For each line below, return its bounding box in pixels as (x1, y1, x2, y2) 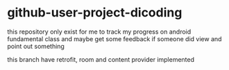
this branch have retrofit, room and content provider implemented (7, 55, 195, 63)
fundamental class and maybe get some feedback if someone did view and (7, 34, 222, 43)
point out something (7, 42, 65, 50)
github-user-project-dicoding (7, 5, 183, 21)
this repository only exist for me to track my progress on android (7, 27, 192, 36)
